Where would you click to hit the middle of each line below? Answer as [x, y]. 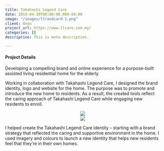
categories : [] [21, 33]
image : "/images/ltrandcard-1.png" [42, 19]
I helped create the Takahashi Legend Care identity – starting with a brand [80, 128]
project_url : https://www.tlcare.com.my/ [48, 28]
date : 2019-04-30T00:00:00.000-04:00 [44, 14]
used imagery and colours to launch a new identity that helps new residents [82, 138]
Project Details [20, 57]
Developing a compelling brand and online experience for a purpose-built [80, 68]
